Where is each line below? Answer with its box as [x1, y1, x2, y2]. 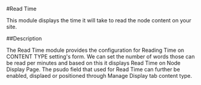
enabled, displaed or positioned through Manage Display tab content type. [6, 72, 192, 79]
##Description [6, 35, 43, 42]
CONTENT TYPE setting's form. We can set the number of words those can [6, 53, 196, 60]
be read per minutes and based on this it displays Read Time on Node [6, 60, 181, 66]
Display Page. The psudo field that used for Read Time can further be [6, 66, 180, 73]
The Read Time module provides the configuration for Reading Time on [6, 46, 185, 54]
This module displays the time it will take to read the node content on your [6, 17, 191, 24]
